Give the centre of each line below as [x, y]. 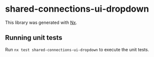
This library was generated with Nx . [41, 22]
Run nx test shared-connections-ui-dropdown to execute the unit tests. [77, 49]
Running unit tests [34, 38]
